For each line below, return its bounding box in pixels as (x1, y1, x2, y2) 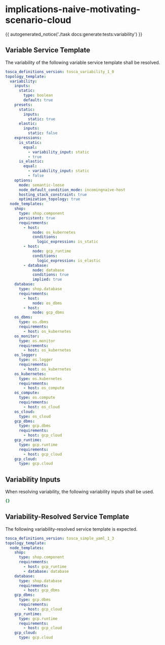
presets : (14, 102, 33, 107)
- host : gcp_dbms (23, 588, 60, 593)
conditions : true (32, 272, 69, 277)
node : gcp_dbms (32, 310, 65, 315)
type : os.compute (18, 395, 56, 400)
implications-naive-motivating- (5, 4, 141, 15)
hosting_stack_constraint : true (18, 192, 87, 197)
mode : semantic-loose (18, 182, 65, 187)
